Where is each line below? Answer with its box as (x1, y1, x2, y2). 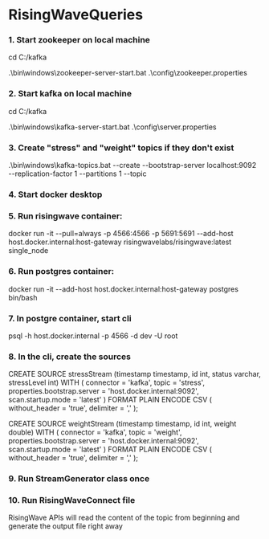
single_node (8, 246, 49, 255)
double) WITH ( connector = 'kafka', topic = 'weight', (8, 427, 182, 437)
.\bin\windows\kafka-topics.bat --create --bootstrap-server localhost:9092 (8, 161, 257, 170)
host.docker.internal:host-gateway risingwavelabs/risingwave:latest (8, 237, 232, 247)
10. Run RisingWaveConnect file (8, 495, 136, 506)
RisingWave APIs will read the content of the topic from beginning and (8, 512, 240, 523)
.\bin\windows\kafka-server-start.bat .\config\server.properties (8, 122, 217, 132)
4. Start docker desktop (8, 189, 103, 200)
